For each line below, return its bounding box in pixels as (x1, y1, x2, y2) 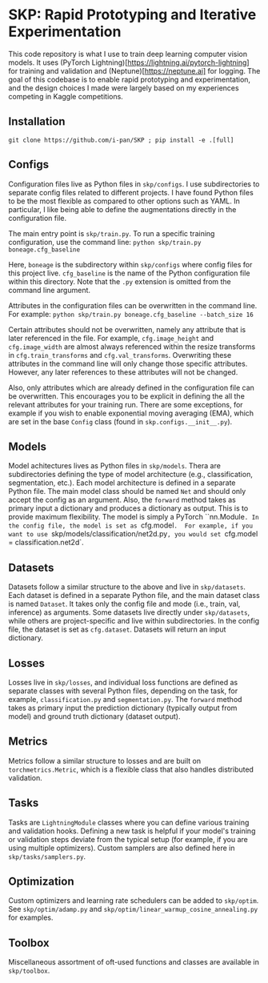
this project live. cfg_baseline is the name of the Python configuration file (8, 268, 250, 278)
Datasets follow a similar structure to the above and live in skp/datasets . (8, 582, 246, 592)
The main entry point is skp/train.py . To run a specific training (8, 228, 215, 238)
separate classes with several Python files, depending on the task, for (8, 686, 238, 696)
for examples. (8, 913, 54, 922)
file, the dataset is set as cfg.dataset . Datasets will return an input (8, 624, 226, 634)
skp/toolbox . (8, 966, 50, 976)
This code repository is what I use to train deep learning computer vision (8, 49, 248, 58)
